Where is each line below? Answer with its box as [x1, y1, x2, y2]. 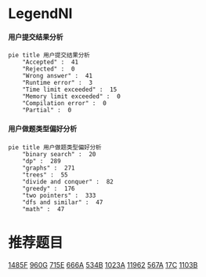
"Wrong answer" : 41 [22, 72, 92, 80]
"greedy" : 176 [22, 184, 76, 192]
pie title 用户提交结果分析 [8, 52, 90, 60]
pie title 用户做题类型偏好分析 [8, 143, 102, 151]
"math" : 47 [22, 205, 65, 213]
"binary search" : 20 [22, 150, 96, 158]
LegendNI [8, 5, 73, 23]
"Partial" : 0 [22, 107, 72, 115]
